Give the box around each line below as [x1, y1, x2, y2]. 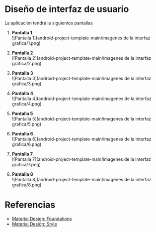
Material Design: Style [11, 221, 58, 227]
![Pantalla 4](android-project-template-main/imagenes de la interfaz [11, 96, 152, 102]
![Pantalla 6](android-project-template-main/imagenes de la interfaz [11, 136, 152, 142]
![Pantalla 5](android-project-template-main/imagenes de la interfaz [11, 116, 152, 121]
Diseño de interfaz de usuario [4, 3, 129, 15]
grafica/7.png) [11, 161, 41, 167]
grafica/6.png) [11, 141, 42, 147]
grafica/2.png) [11, 60, 42, 66]
